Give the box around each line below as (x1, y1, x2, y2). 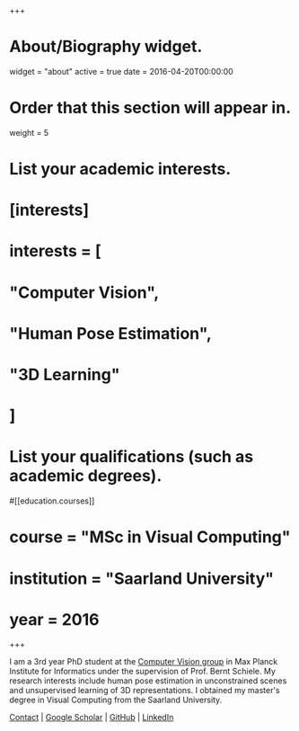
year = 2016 (9, 609, 101, 629)
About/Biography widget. (9, 37, 203, 57)
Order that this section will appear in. (9, 98, 292, 118)
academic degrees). (9, 466, 163, 486)
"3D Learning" (9, 365, 120, 385)
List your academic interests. (9, 159, 232, 180)
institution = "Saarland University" (9, 568, 274, 589)
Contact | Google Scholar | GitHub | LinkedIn (9, 712, 174, 723)
